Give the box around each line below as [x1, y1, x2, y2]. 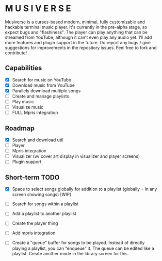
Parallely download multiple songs [12, 88, 81, 94]
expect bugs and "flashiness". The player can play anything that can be [5, 29, 148, 35]
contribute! [5, 49, 27, 56]
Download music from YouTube [12, 82, 75, 88]
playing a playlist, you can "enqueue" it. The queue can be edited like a [12, 245, 154, 251]
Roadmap [5, 124, 35, 132]
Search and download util [12, 137, 64, 143]
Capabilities [5, 64, 42, 72]
